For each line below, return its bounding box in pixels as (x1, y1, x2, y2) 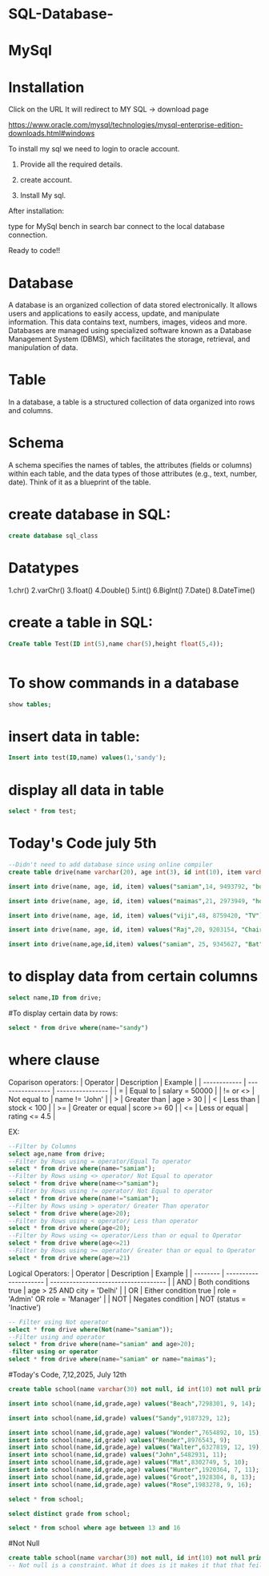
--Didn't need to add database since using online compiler (8, 861, 214, 869)
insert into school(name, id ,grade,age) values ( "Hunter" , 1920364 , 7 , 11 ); (8, 1466, 260, 1474)
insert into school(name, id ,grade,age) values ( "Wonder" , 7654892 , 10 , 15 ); (8, 1429, 263, 1437)
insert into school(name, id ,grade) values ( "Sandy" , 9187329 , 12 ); (8, 1414, 231, 1422)
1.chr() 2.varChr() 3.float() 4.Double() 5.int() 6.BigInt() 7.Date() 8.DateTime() (8, 585, 255, 595)
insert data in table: (8, 727, 140, 746)
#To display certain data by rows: (8, 1008, 118, 1018)
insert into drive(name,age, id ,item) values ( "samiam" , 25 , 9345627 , (8, 940, 242, 949)
